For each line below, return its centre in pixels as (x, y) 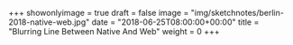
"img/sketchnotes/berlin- (238, 13)
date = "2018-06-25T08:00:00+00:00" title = (175, 22)
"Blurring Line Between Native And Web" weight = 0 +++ (114, 31)
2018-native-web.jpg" (49, 22)
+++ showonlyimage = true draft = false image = (99, 13)
